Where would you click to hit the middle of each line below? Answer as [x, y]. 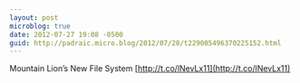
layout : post [34, 18]
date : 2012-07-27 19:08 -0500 [67, 34]
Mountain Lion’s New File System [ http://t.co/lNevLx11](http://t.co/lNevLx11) [150, 69]
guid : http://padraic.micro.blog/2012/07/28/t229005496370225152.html [145, 43]
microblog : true [40, 26]
